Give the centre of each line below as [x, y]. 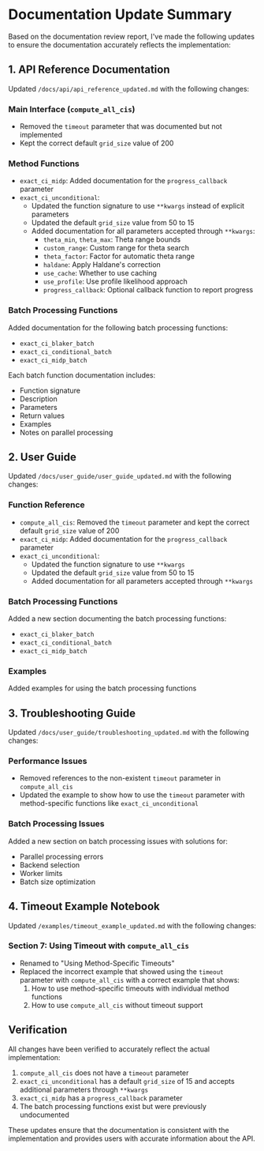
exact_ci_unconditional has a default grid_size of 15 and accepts [127, 1081]
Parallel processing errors [61, 856]
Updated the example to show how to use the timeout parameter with [132, 795]
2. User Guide [43, 457]
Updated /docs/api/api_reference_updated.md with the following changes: [129, 88]
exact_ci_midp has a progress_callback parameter [101, 1098]
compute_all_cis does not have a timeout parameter [104, 1073]
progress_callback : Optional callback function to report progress [148, 290]
